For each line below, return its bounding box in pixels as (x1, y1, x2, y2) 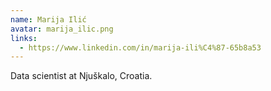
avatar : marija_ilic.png (10, 24, 114, 34)
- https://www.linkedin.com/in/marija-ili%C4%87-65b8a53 (19, 42, 262, 53)
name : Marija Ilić (10, 14, 87, 25)
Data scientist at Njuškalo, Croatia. (10, 70, 153, 82)
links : (10, 33, 38, 43)
